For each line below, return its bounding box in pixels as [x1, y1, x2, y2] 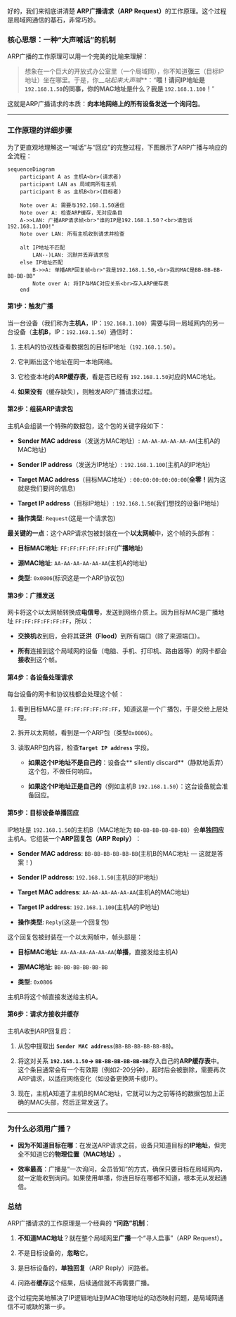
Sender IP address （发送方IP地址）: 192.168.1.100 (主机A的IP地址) [17, 461, 211, 468]
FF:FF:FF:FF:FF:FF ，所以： [15, 617, 93, 625]
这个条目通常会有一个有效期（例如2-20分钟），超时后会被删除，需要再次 [17, 1065, 226, 1074]
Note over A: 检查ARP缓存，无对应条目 [20, 209, 123, 217]
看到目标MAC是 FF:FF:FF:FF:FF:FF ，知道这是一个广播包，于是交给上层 [17, 705, 223, 713]
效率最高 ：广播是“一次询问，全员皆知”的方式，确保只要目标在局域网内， [17, 1165, 227, 1174]
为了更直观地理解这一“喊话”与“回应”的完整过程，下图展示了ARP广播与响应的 [7, 143, 228, 151]
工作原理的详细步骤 [7, 126, 72, 136]
